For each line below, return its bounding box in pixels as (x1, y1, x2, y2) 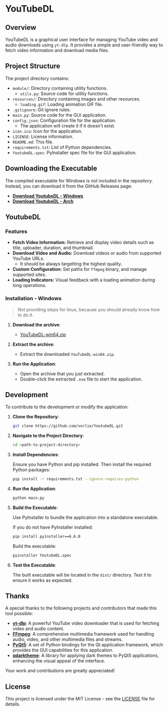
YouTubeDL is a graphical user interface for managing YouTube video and (5, 36, 158, 42)
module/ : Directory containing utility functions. (12, 85, 108, 91)
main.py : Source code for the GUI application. (12, 112, 107, 118)
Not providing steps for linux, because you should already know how (17, 306, 160, 312)
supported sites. (12, 271, 47, 278)
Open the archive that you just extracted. (20, 370, 105, 376)
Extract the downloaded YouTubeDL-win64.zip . (20, 351, 115, 357)
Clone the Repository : (12, 414, 59, 420)
